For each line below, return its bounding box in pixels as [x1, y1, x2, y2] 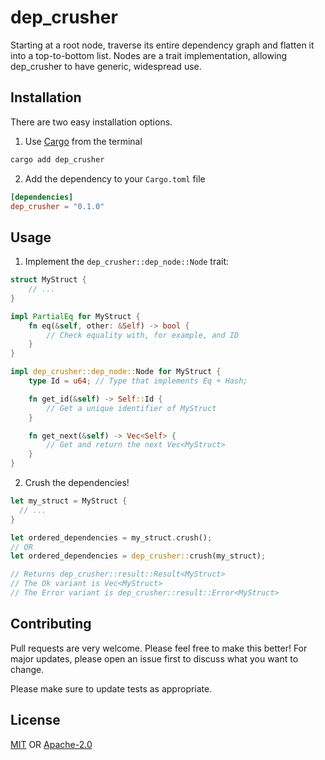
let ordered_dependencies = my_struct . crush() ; [10, 532, 213, 543]
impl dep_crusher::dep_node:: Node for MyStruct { [10, 367, 222, 377]
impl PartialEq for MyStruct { [10, 311, 141, 321]
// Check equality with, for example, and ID [46, 330, 240, 340]
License [10, 712, 61, 729]
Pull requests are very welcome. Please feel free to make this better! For [10, 642, 308, 654]
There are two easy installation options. [10, 116, 173, 128]
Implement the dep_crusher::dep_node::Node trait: [24, 256, 230, 268]
